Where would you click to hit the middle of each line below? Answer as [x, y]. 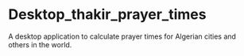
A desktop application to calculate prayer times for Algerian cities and [122, 36]
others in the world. [40, 44]
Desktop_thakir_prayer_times [107, 15]
